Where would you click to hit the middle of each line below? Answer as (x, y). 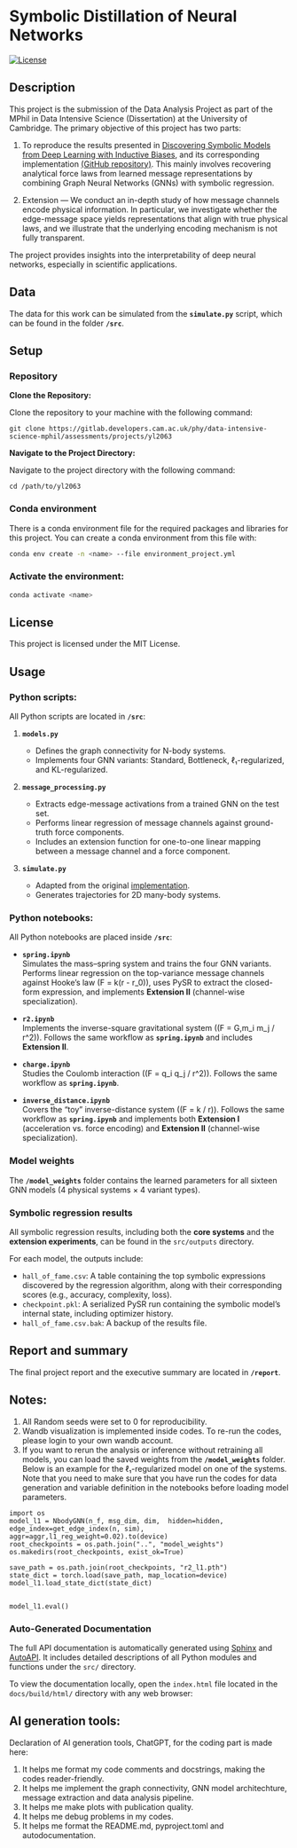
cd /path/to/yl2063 (45, 487)
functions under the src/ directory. (73, 1666)
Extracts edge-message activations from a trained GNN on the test (157, 804)
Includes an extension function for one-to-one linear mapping (148, 842)
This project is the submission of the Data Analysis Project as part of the (141, 109)
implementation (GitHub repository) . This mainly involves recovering (147, 164)
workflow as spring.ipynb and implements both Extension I (131, 1119)
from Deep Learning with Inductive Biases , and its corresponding (141, 154)
